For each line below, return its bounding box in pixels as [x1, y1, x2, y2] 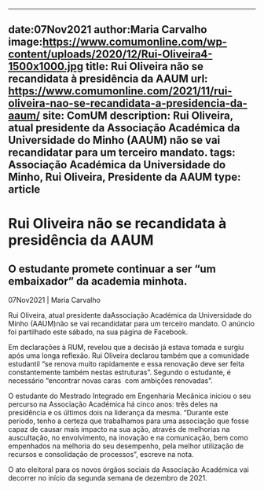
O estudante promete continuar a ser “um [8, 262, 216, 275]
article [8, 182, 41, 197]
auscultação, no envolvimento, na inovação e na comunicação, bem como [8, 433, 249, 443]
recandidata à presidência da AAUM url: [8, 72, 208, 86]
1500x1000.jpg [8, 60, 84, 73]
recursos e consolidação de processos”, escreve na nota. [8, 450, 194, 459]
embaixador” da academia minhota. [8, 274, 188, 288]
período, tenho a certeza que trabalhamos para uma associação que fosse [8, 416, 250, 426]
